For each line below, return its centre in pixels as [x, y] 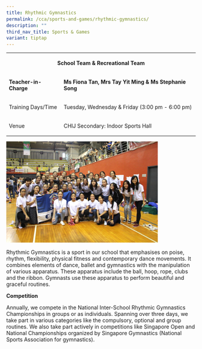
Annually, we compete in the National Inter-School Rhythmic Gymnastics [96, 307]
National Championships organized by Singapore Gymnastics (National [94, 333]
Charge [18, 88]
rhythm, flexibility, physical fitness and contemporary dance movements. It [99, 258]
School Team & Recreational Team [101, 63]
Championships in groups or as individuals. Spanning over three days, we [97, 313]
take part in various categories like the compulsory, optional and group [94, 320]
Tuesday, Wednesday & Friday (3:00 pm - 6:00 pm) [128, 107]
